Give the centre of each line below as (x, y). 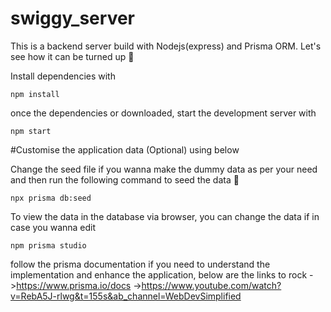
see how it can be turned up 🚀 (72, 56)
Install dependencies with (63, 76)
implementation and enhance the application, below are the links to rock (159, 274)
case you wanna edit (53, 227)
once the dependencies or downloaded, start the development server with (163, 113)
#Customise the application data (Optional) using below (125, 149)
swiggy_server (72, 18)
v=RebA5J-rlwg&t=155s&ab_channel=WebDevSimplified (126, 296)
